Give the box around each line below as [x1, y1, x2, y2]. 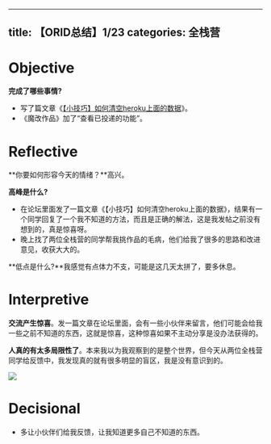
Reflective [8, 142, 78, 161]
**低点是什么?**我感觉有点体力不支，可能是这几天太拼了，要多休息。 [8, 262, 240, 271]
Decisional [8, 400, 81, 418]
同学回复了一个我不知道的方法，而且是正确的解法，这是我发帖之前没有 [27, 215, 261, 224]
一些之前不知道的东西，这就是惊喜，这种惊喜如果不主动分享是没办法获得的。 [8, 329, 263, 338]
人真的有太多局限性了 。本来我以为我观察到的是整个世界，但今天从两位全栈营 [8, 346, 263, 355]
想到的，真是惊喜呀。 [19, 224, 91, 234]
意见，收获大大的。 [19, 245, 85, 254]
